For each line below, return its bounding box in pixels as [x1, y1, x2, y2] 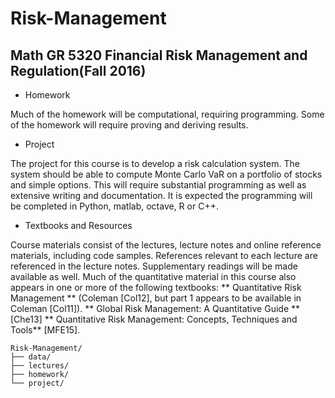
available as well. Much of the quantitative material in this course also [10, 271, 297, 282]
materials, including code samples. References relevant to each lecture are [10, 250, 318, 261]
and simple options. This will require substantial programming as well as [10, 179, 307, 191]
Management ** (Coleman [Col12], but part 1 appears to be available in [10, 292, 302, 304]
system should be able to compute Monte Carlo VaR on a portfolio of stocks [10, 168, 323, 180]
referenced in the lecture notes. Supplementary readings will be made [10, 260, 298, 272]
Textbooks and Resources [24, 220, 133, 231]
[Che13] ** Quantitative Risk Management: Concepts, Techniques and [10, 313, 298, 325]
